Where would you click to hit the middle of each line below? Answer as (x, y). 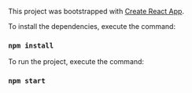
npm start (27, 81)
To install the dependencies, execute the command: (92, 26)
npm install (31, 45)
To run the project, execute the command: (76, 62)
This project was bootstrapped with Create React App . (96, 11)
